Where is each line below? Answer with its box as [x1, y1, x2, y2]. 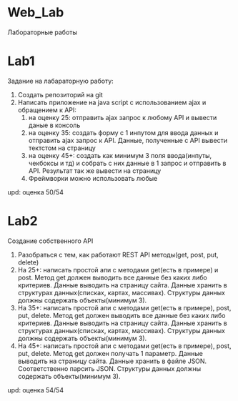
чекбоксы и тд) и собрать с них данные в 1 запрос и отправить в [28, 159, 227, 167]
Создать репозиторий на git [17, 90, 104, 99]
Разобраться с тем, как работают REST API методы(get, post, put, [17, 250, 219, 259]
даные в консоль [28, 121, 81, 129]
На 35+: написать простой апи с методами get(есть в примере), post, [17, 303, 232, 312]
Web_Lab [7, 4, 64, 21]
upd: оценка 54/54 [7, 385, 64, 394]
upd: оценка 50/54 [7, 187, 64, 197]
